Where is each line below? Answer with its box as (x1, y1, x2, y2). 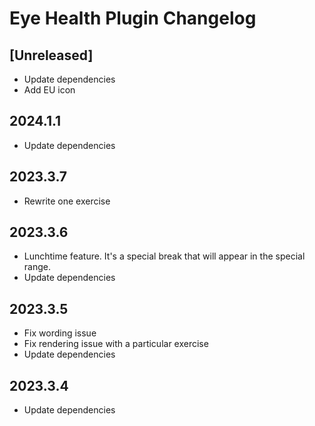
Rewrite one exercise (23, 195, 111, 207)
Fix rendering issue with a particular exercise (23, 338, 209, 350)
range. (23, 261, 51, 273)
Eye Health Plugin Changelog (9, 7, 257, 30)
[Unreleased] (9, 47, 94, 64)
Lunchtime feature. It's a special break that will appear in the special (23, 250, 306, 262)
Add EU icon (23, 84, 76, 96)
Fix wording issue (23, 327, 97, 339)
